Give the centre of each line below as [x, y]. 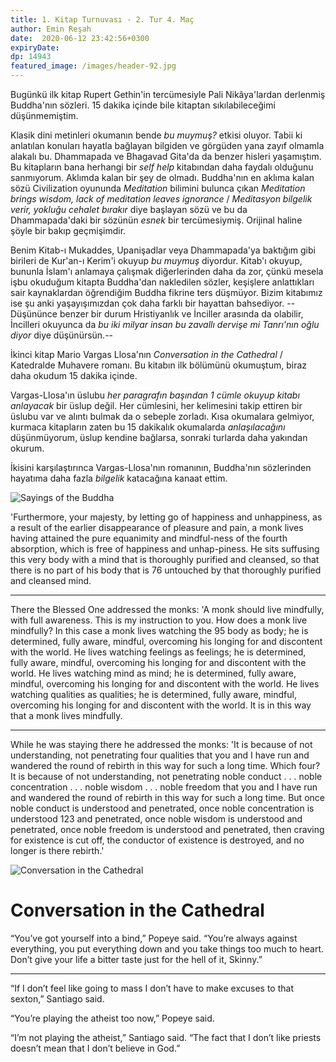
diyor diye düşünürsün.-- [62, 335]
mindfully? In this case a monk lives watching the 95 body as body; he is [159, 630]
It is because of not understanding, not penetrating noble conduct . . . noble [166, 776]
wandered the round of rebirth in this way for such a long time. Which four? [165, 765]
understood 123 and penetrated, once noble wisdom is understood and [156, 819]
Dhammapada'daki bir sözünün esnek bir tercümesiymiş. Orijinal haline [156, 220]
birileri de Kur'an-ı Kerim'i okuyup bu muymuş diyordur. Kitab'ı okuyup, [156, 260]
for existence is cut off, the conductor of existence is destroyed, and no [157, 840]
